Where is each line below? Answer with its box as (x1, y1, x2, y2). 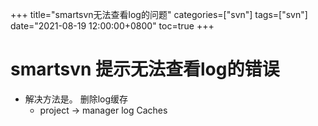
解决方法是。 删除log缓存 (24, 93, 129, 105)
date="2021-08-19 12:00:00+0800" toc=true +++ (10, 20, 215, 32)
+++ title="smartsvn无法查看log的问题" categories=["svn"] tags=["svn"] (10, 9, 308, 20)
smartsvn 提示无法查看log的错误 (10, 58, 280, 81)
